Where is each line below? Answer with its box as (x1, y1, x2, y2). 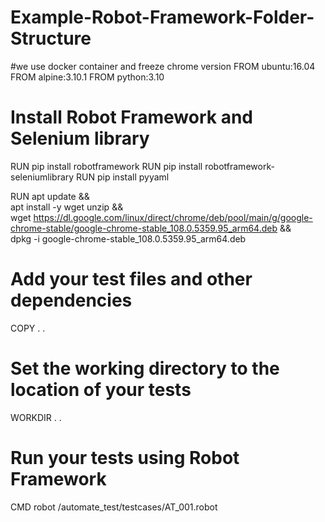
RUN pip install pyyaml (76, 171, 170, 183)
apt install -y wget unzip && (10, 201, 124, 213)
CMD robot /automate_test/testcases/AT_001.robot (10, 501, 218, 513)
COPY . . (10, 322, 46, 334)
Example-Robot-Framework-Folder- (10, 6, 315, 29)
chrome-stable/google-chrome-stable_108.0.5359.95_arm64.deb (10, 222, 278, 234)
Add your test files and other (10, 268, 253, 291)
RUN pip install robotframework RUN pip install (10, 160, 203, 172)
